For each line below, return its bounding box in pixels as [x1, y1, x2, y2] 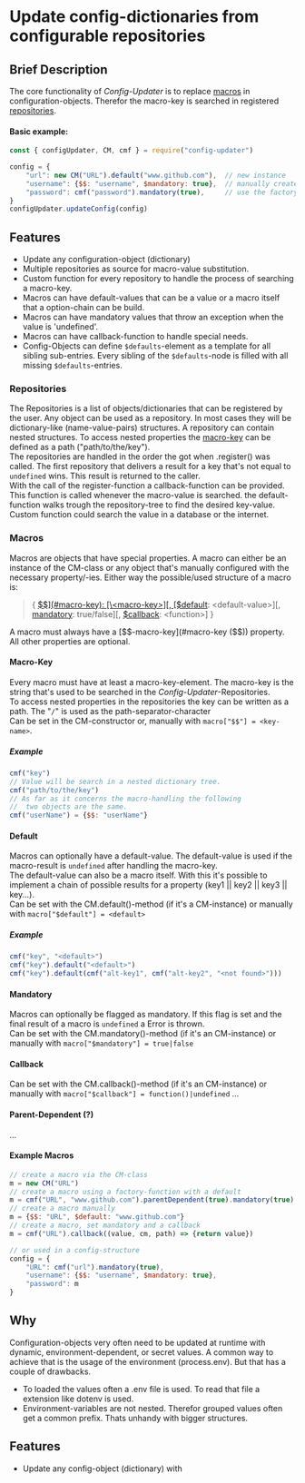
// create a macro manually [9, 1204, 116, 1213]
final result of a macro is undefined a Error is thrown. [9, 1018, 205, 1029]
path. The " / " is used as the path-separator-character [9, 705, 212, 716]
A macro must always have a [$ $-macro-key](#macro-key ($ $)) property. [9, 626, 285, 637]
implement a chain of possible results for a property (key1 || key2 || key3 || [9, 879, 288, 890]
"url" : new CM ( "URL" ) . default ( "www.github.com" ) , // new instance [25, 171, 286, 180]
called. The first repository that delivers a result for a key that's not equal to [9, 461, 291, 472]
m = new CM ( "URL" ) [9, 1178, 79, 1188]
